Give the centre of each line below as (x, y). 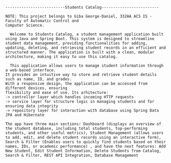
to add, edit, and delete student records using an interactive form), (83, 137)
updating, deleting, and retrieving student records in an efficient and (86, 48)
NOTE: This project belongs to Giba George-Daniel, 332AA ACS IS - (79, 16)
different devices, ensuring (36, 88)
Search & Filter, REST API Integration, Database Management (72, 155)
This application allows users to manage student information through (87, 66)
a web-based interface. (31, 70)
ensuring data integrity (32, 106)
